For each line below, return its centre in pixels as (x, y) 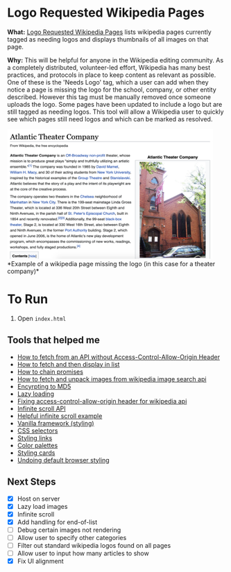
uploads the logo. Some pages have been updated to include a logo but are (115, 104)
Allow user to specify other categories (72, 537)
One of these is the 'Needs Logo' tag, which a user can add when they (108, 82)
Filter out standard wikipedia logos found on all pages (94, 545)
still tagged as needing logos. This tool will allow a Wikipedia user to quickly (115, 112)
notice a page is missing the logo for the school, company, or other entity (112, 89)
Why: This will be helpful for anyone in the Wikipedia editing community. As (115, 60)
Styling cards (36, 453)
